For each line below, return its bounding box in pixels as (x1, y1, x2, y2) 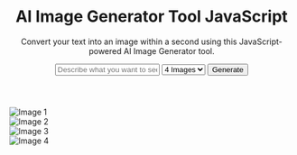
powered (88, 45, 122, 56)
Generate (211, 65, 244, 74)
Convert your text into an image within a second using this (21, 36, 237, 47)
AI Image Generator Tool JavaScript (14, 6, 289, 27)
